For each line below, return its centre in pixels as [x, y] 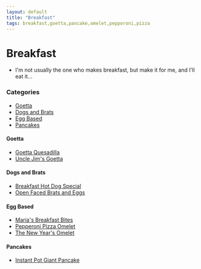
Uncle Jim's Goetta [39, 158]
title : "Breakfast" [31, 18]
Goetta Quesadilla [37, 152]
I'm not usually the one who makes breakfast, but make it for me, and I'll [105, 70]
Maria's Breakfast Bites [44, 220]
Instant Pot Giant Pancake [47, 260]
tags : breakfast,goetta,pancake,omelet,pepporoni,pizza [78, 23]
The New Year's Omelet [44, 233]
